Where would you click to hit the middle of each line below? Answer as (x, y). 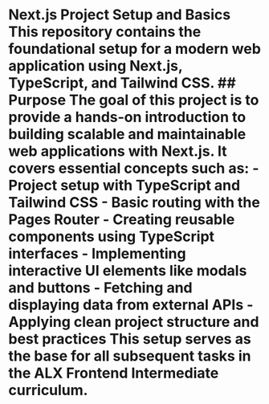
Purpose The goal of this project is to (134, 100)
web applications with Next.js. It (118, 151)
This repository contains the (105, 32)
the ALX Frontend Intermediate (114, 373)
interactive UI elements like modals (128, 271)
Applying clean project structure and (134, 322)
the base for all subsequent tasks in (130, 356)
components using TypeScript (112, 237)
